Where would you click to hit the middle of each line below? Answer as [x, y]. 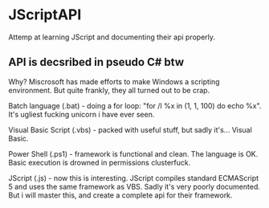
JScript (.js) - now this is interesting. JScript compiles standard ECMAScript [134, 177]
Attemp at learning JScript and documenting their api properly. [112, 37]
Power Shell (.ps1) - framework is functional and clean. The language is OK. [133, 153]
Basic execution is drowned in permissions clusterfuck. [100, 162]
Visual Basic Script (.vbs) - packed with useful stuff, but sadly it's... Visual [130, 129]
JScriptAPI [45, 15]
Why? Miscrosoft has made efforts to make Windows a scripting [114, 81]
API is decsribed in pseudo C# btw [96, 62]
